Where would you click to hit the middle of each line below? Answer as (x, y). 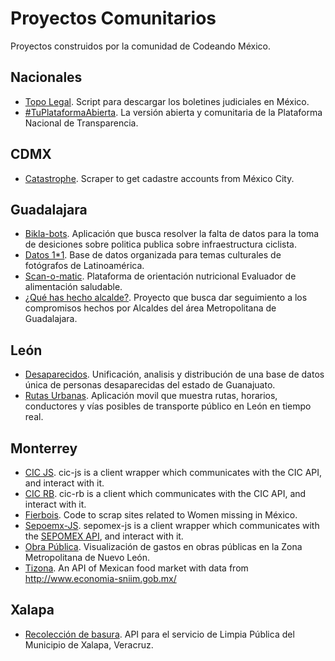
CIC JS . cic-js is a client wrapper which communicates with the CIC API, (173, 472)
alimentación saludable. (73, 287)
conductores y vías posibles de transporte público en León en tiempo (168, 406)
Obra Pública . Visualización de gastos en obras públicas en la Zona (163, 546)
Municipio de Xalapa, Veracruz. (89, 644)
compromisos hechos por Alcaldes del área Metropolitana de (150, 308)
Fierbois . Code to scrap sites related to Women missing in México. (161, 515)
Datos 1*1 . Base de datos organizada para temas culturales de (153, 255)
